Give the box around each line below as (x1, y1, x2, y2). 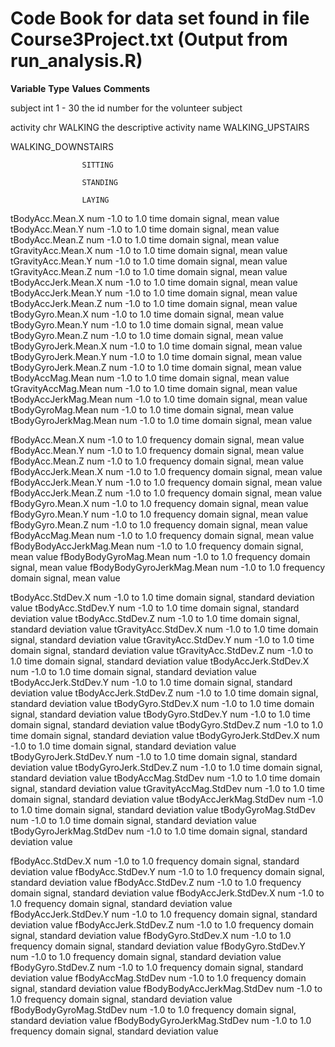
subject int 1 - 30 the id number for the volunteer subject (10, 102, 243, 114)
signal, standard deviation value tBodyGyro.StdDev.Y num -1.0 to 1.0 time (10, 708, 311, 720)
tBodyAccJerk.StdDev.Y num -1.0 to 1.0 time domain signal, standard (10, 676, 293, 688)
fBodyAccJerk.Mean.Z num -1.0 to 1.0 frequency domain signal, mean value (10, 487, 323, 499)
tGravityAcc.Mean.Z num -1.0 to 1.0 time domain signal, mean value (10, 265, 288, 277)
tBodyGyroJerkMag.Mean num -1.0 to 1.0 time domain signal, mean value (10, 414, 313, 426)
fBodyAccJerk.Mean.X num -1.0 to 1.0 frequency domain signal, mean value (10, 465, 323, 477)
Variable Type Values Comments (10, 82, 151, 94)
